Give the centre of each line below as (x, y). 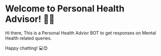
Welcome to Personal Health (65, 9)
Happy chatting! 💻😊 (27, 48)
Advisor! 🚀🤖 (30, 19)
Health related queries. (28, 38)
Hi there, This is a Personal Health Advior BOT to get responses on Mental (80, 33)
